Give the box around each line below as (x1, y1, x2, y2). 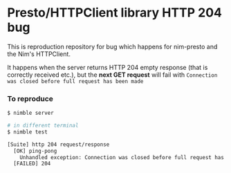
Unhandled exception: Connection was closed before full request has (19, 154, 225, 161)
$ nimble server (7, 109, 54, 117)
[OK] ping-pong (13, 147, 57, 154)
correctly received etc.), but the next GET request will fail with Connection (7, 71, 218, 79)
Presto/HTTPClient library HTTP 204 (7, 5, 223, 21)
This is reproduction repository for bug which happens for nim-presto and (7, 42, 218, 51)
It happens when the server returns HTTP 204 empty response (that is (7, 63, 208, 71)
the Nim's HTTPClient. (7, 50, 71, 58)
